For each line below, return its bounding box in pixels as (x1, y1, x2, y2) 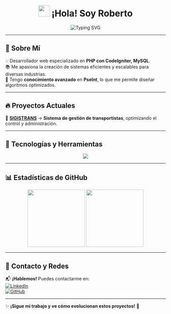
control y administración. (5, 120, 58, 126)
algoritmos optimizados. (5, 82, 56, 88)
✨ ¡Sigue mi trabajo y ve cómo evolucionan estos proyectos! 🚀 (5, 303, 140, 309)
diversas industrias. (5, 71, 47, 77)
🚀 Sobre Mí (5, 44, 41, 53)
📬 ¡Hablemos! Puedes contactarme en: (5, 276, 90, 281)
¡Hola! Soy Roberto (51, 8, 133, 19)
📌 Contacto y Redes (5, 261, 69, 270)
